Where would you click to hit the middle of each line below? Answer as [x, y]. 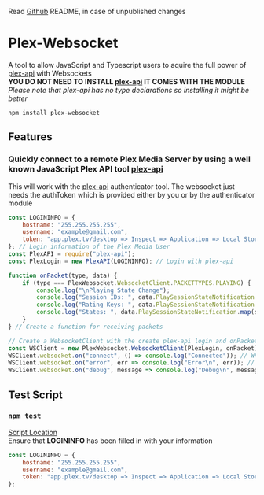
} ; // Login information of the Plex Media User [89, 247]
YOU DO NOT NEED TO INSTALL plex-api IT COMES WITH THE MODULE [127, 81]
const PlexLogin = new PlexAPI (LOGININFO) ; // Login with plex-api [121, 261]
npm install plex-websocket [54, 113]
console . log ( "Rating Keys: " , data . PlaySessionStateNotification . [147, 305]
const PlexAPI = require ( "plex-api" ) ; [71, 254]
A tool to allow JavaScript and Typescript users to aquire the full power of [127, 65]
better [18, 98]
